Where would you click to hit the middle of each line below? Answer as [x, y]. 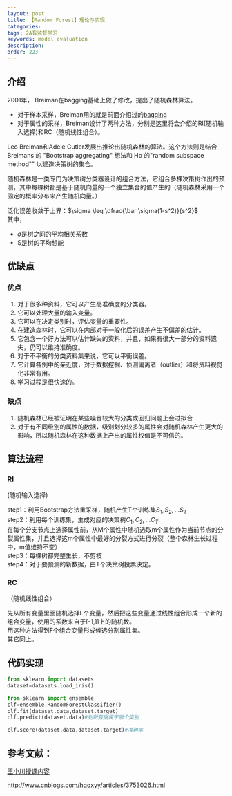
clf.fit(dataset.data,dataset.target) [63, 711]
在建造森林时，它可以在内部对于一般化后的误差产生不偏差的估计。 [111, 330]
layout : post [26, 13]
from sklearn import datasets [51, 679]
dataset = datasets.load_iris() [51, 685]
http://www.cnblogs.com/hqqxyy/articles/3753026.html [86, 785]
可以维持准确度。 [60, 347]
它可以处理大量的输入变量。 [57, 313]
